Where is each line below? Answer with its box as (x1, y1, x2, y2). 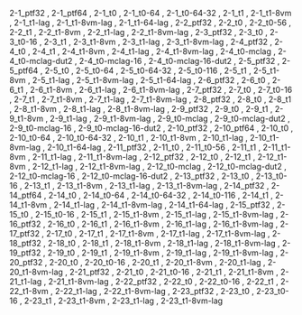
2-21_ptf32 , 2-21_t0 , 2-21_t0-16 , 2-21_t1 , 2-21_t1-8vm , (69, 266, 279, 277)
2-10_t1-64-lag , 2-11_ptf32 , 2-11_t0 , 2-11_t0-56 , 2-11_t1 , (46, 142, 261, 153)
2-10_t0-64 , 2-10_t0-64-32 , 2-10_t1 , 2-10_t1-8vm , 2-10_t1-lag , (9, 133, 248, 143)
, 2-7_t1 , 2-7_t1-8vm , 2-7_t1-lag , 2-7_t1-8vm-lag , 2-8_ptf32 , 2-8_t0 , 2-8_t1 (9, 94, 291, 105)
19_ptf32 (9, 247, 41, 258)
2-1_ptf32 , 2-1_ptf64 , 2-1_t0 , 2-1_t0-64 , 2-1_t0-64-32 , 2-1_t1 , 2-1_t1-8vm (9, 8, 292, 18)
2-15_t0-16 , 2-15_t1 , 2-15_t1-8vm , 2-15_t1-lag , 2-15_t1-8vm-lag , (34, 209, 279, 219)
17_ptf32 (9, 228, 41, 238)
